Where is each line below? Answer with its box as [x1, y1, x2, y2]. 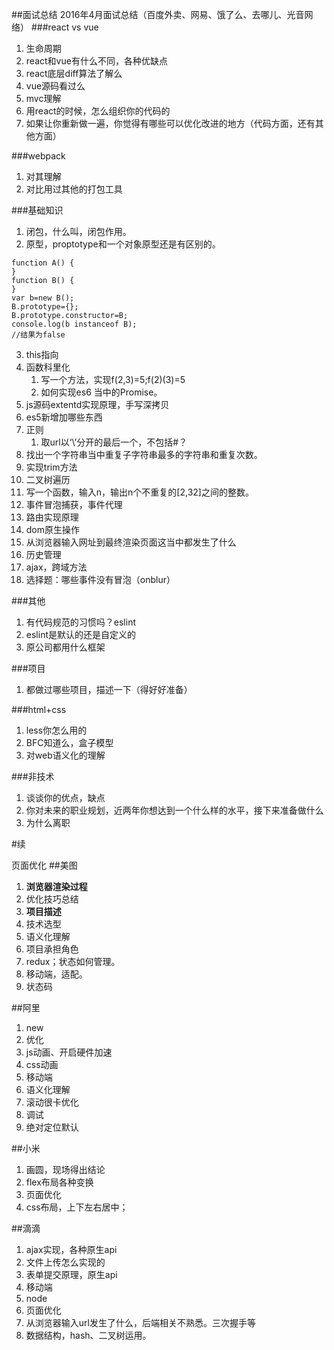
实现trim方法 [25, 461, 78, 473]
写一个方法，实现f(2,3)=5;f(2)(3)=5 [40, 374, 186, 385]
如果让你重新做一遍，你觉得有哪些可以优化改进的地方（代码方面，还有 [25, 118, 316, 129]
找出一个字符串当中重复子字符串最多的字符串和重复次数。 [25, 449, 263, 460]
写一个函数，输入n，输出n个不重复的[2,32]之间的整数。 [25, 486, 254, 498]
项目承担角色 [25, 943, 79, 955]
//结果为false [11, 330, 66, 340]
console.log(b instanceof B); [11, 319, 138, 329]
